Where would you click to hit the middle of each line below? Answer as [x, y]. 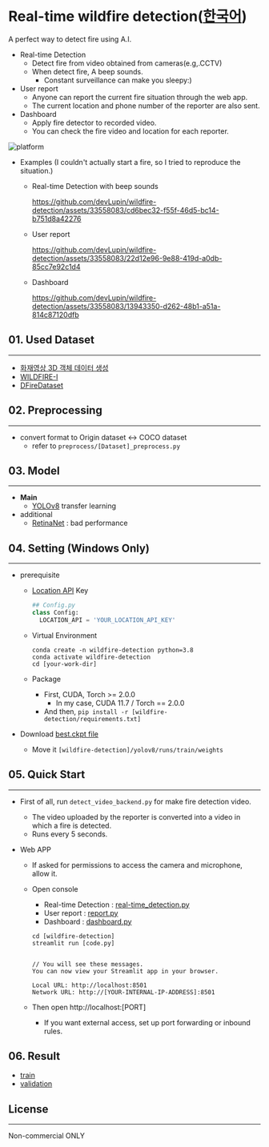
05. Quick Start [47, 774]
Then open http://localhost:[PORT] [89, 1007]
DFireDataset [42, 385]
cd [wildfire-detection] [73, 936]
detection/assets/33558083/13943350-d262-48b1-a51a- [126, 306]
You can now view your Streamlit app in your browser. [125, 971]
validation [36, 1084]
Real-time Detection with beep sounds [95, 186]
